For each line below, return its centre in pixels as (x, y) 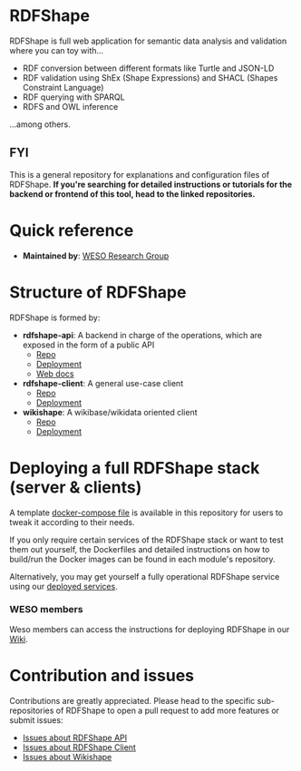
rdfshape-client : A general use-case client (103, 383)
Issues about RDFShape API (75, 737)
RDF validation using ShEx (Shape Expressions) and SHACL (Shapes (150, 77)
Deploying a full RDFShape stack (135, 468)
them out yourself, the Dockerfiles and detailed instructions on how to (140, 549)
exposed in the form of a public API (88, 345)
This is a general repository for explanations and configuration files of (140, 174)
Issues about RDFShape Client (79, 747)
